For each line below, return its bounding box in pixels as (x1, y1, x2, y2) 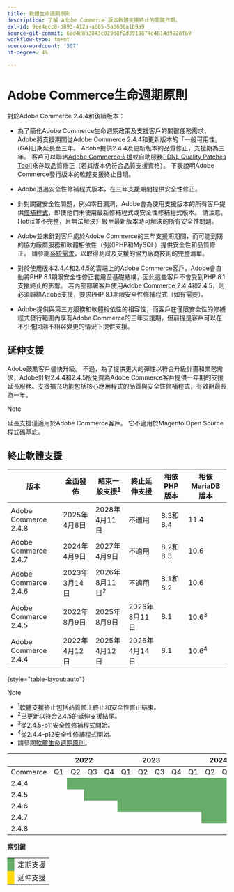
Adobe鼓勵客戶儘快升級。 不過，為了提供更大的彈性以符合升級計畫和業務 (7, 364, 217, 373)
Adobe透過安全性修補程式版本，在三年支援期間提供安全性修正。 (17, 185, 202, 193)
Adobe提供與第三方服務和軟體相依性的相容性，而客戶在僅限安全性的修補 (17, 304, 226, 313)
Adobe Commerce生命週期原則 (7, 88, 188, 103)
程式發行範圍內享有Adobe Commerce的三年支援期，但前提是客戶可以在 (17, 313, 223, 322)
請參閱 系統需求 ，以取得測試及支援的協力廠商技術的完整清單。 (31, 249, 209, 258)
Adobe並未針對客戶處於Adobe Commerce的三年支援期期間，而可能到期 (17, 231, 223, 240)
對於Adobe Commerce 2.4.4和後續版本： (7, 111, 125, 120)
